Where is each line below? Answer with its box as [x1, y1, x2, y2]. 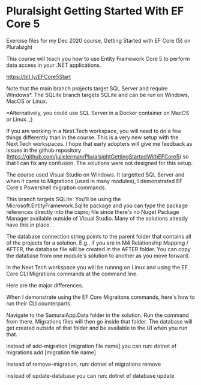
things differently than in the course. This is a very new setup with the [6, 134, 179, 141]
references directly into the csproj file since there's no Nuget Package [6, 208, 179, 215]
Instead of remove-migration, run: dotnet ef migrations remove [6, 360, 161, 368]
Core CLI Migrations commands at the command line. [6, 270, 138, 277]
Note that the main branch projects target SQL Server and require [6, 84, 168, 92]
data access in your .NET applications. [6, 61, 101, 69]
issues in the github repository [6, 146, 82, 154]
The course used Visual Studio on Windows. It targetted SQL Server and [6, 171, 185, 178]
